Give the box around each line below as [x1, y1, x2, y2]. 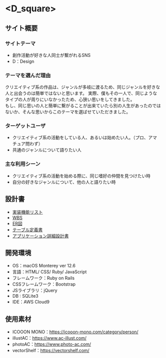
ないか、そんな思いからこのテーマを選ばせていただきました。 [5, 109, 131, 115]
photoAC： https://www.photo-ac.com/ [12, 341, 91, 347]
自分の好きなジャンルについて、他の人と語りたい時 [12, 179, 116, 185]
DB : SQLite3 [12, 293, 39, 299]
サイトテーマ [5, 40, 36, 47]
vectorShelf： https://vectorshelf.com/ [12, 348, 90, 354]
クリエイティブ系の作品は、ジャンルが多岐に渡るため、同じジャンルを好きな [5, 84, 161, 90]
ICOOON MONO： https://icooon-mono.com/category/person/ [12, 329, 139, 335]
